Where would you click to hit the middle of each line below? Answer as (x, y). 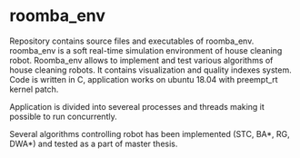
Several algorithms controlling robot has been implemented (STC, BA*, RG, (150, 133)
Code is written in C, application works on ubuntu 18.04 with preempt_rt (144, 79)
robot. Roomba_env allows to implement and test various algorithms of (141, 60)
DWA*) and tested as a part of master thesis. (94, 143)
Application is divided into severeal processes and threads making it (137, 106)
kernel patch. (34, 89)
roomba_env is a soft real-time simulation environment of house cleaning (146, 50)
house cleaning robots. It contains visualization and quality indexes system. (151, 70)
